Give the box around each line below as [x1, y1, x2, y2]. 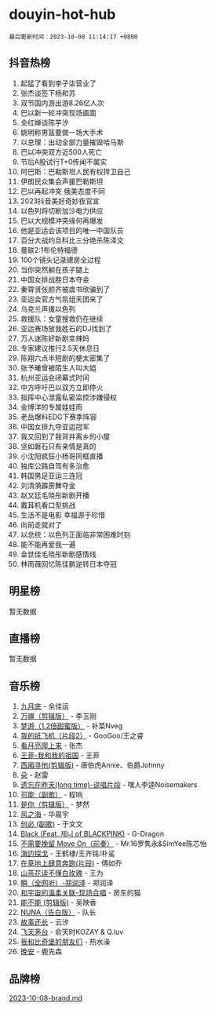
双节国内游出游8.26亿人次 [20, 98, 104, 108]
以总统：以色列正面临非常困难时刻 [20, 530, 131, 539]
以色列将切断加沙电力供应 [20, 206, 104, 215]
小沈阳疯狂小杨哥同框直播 [20, 451, 104, 461]
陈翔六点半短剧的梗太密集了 [20, 353, 111, 363]
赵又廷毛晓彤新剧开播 [20, 490, 89, 500]
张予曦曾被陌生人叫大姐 [20, 363, 97, 372]
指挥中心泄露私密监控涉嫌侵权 [20, 392, 117, 402]
